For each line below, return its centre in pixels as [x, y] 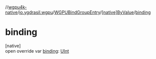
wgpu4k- [18, 7]
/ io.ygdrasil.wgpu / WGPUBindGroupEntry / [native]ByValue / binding [84, 12]
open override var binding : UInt [37, 51]
